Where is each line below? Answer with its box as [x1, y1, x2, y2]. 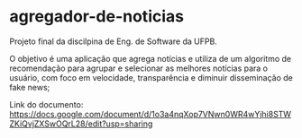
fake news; [9, 82, 50, 92]
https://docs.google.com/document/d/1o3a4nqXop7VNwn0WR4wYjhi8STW [9, 108, 291, 119]
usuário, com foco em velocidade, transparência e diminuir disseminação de [9, 72, 293, 82]
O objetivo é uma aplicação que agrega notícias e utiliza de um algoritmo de [9, 53, 291, 64]
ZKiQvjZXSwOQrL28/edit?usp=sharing [9, 118, 153, 129]
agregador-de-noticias [9, 6, 185, 27]
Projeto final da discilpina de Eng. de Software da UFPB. [9, 36, 218, 47]
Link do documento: [9, 99, 84, 109]
